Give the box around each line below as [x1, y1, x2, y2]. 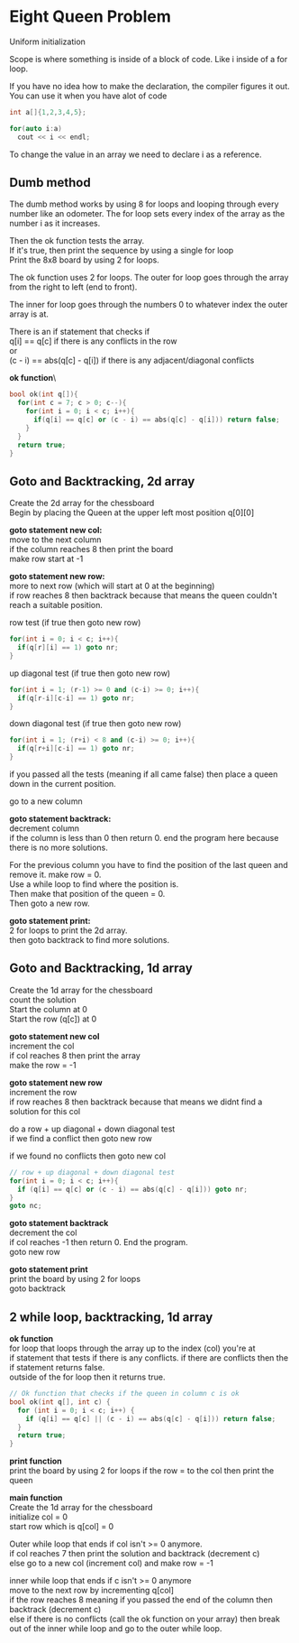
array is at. [9, 309, 50, 319]
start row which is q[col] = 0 [9, 1521, 114, 1532]
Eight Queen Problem [9, 6, 171, 27]
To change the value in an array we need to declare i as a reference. [9, 149, 262, 160]
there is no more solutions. [9, 842, 108, 854]
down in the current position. [9, 779, 117, 789]
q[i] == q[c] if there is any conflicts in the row [9, 336, 177, 346]
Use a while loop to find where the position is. [9, 879, 179, 890]
